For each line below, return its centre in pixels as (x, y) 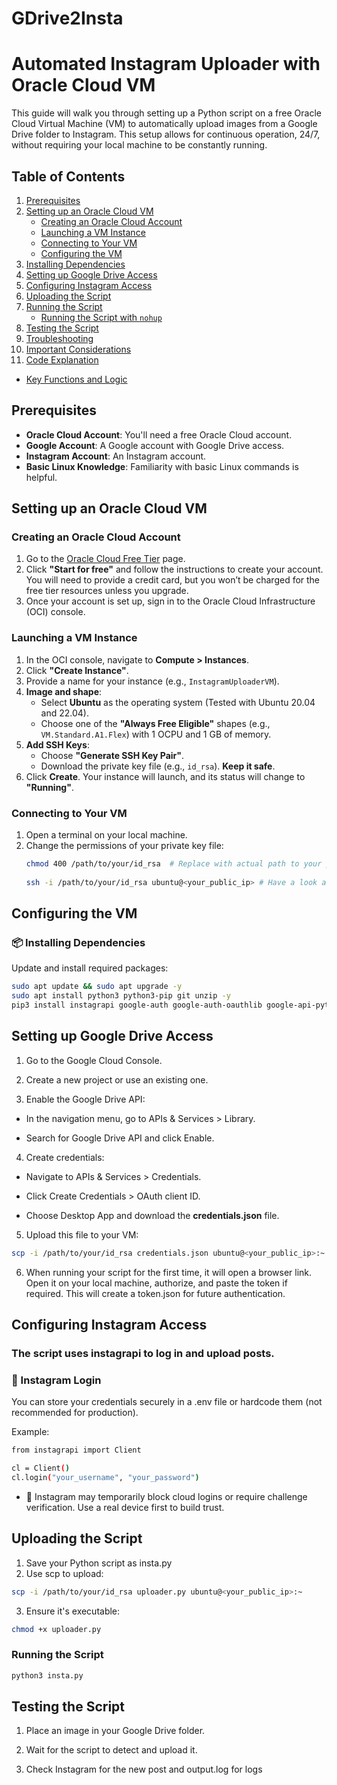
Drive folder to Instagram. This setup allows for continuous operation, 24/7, (166, 134)
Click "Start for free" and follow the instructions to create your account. (174, 569)
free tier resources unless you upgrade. (107, 591)
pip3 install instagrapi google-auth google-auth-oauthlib (137, 1005)
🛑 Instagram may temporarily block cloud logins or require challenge (166, 1496)
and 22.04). (65, 713)
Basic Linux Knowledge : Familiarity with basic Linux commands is (162, 466)
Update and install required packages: (90, 968)
